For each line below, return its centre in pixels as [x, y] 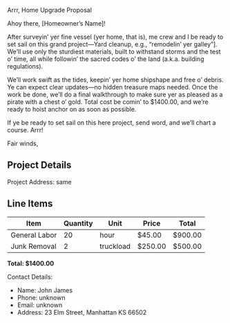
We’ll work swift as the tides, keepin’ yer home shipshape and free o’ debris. [116, 80]
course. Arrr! [25, 130]
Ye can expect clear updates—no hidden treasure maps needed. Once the [113, 87]
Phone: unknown [41, 297]
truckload [115, 246]
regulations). [25, 66]
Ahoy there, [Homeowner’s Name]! [56, 23]
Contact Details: [30, 277]
